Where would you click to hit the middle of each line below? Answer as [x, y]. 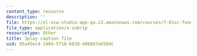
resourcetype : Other [31, 33]
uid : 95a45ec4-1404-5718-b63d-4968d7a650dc [60, 44]
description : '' [26, 17]
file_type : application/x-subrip [47, 28]
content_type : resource [35, 11]
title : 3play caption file [39, 38]
